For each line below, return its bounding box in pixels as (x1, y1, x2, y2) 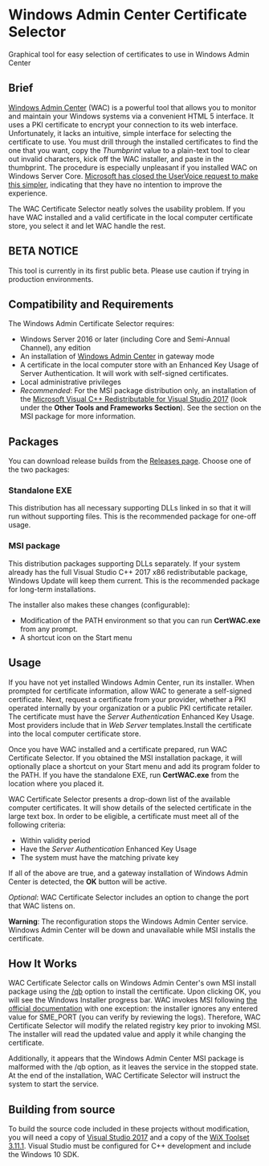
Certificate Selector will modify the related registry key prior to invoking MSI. (8, 1021, 262, 1031)
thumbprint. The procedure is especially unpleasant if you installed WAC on (8, 163, 259, 172)
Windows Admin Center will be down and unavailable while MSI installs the (8, 924, 255, 935)
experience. (8, 188, 48, 198)
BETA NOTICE (8, 244, 79, 258)
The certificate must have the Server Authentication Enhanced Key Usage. (8, 711, 255, 722)
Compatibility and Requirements (8, 297, 174, 311)
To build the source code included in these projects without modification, (8, 1124, 251, 1134)
